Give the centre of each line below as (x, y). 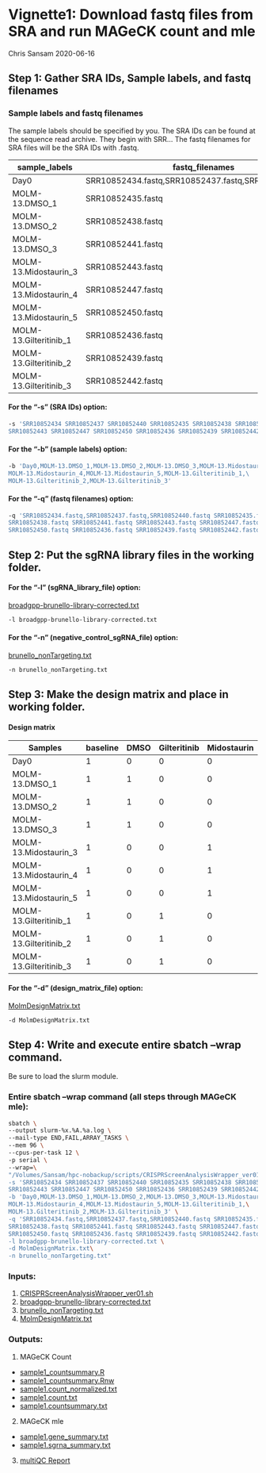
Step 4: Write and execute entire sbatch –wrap (125, 1045)
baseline (102, 748)
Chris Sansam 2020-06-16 (51, 53)
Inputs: (22, 1276)
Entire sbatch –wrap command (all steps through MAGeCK (122, 1097)
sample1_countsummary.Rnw (67, 1380)
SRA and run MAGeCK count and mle (132, 31)
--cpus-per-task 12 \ (44, 1153)
